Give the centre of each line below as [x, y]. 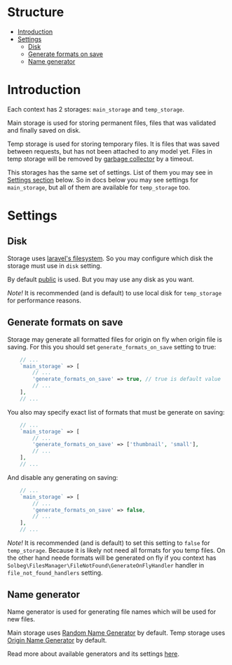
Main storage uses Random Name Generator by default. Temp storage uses [116, 633]
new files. [21, 619]
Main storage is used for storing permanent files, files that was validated [111, 123]
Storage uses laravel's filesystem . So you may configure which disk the [110, 258]
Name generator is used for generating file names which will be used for [111, 612]
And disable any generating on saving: [63, 477]
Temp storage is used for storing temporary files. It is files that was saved [113, 144]
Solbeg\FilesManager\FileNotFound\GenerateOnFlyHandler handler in [106, 565]
